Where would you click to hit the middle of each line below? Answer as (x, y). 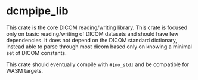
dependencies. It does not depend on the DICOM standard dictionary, (92, 40)
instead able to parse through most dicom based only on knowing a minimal (99, 47)
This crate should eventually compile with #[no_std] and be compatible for (98, 64)
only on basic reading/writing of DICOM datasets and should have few (92, 33)
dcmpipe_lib (37, 11)
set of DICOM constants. (36, 53)
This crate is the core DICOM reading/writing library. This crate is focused (97, 27)
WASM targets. (25, 70)
